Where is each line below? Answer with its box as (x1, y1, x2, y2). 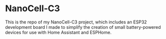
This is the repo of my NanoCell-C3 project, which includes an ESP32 (5, 19, 147, 25)
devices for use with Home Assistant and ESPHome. (5, 29, 111, 35)
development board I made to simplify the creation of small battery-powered (5, 24, 161, 30)
